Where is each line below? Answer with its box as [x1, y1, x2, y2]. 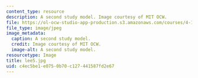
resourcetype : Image [6, 52, 57, 58]
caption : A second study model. [11, 36, 91, 42]
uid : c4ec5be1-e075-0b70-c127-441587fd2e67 [6, 63, 115, 69]
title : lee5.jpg [6, 57, 46, 63]
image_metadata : [6, 30, 46, 36]
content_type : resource [6, 8, 65, 15]
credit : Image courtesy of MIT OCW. [11, 42, 101, 48]
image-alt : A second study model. [11, 47, 96, 53]
